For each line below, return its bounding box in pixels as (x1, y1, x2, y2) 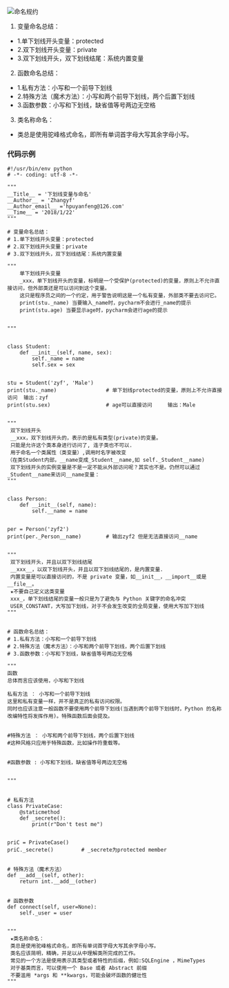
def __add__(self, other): (7, 872, 85, 879)
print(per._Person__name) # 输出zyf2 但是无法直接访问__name (7, 533, 198, 540)
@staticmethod (19, 809, 60, 816)
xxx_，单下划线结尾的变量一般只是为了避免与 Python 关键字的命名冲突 (10, 595, 186, 602)
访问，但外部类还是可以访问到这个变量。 (12, 285, 110, 292)
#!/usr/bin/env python (7, 165, 72, 172)
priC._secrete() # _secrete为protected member (7, 847, 167, 854)
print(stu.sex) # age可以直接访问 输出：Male (7, 402, 196, 408)
